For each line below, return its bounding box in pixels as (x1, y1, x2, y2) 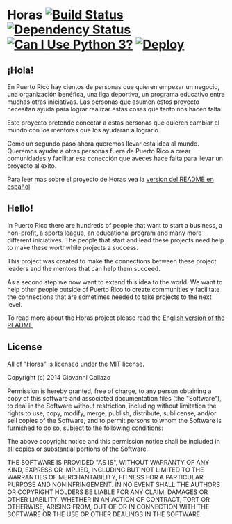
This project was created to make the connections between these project (7, 256, 217, 265)
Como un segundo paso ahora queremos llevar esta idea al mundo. (7, 139, 199, 148)
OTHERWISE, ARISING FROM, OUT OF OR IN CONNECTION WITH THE (7, 502, 210, 511)
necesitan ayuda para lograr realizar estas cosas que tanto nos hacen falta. (7, 105, 223, 113)
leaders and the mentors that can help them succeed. (7, 264, 161, 272)
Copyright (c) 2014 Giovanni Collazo (7, 373, 111, 381)
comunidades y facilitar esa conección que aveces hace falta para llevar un (7, 154, 224, 162)
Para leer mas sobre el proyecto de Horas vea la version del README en (7, 175, 214, 183)
